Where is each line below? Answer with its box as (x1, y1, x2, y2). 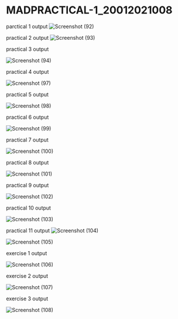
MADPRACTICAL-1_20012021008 (6, 4, 173, 17)
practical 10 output (6, 204, 52, 211)
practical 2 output (6, 34, 49, 41)
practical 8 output (6, 159, 49, 166)
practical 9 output (6, 181, 49, 188)
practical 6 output (6, 114, 49, 121)
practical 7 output (6, 136, 49, 143)
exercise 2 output (6, 272, 49, 279)
